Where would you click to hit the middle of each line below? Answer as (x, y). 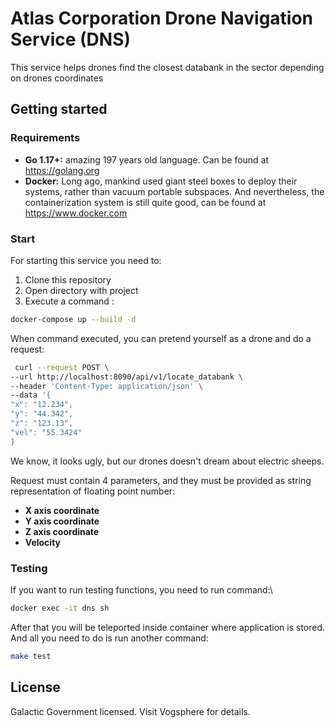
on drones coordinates (57, 78)
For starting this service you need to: (86, 260)
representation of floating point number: (93, 491)
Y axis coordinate (62, 521)
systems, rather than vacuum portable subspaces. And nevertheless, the (174, 191)
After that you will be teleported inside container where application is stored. (168, 627)
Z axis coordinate (62, 531)
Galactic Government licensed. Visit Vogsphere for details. (130, 711)
